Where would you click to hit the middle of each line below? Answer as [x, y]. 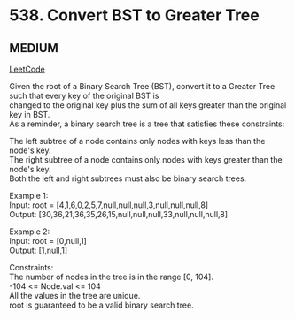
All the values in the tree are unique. [75, 296]
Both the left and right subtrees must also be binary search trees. [128, 178]
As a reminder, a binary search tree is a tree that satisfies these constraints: [147, 124]
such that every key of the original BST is [84, 95]
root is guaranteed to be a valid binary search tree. [101, 305]
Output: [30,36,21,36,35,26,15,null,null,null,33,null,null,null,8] [119, 214]
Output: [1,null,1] [39, 250]
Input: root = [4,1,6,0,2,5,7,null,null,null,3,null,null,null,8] [109, 205]
